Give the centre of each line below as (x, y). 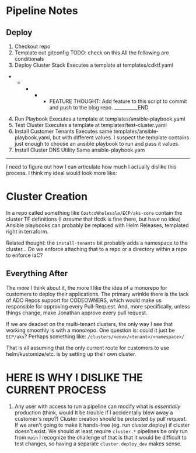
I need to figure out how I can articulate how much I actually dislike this (91, 167)
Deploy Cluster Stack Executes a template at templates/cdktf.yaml (94, 65)
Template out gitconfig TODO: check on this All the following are (92, 53)
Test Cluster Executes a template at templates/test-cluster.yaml (91, 125)
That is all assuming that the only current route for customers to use (88, 348)
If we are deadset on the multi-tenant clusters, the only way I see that (90, 324)
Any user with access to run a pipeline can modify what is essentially (97, 406)
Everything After (37, 274)
